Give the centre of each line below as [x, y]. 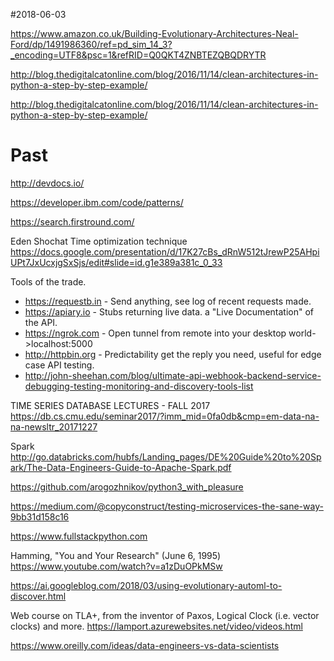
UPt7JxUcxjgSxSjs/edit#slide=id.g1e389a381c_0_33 [116, 262]
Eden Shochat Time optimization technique [99, 241]
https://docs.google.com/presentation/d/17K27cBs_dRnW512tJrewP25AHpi [165, 251]
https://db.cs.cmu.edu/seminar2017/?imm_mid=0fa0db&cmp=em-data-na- [165, 416]
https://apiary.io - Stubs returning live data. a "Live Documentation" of [169, 311]
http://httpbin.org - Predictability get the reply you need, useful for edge [173, 354]
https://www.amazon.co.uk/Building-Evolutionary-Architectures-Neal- [154, 33]
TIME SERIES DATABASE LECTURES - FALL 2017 [110, 405]
